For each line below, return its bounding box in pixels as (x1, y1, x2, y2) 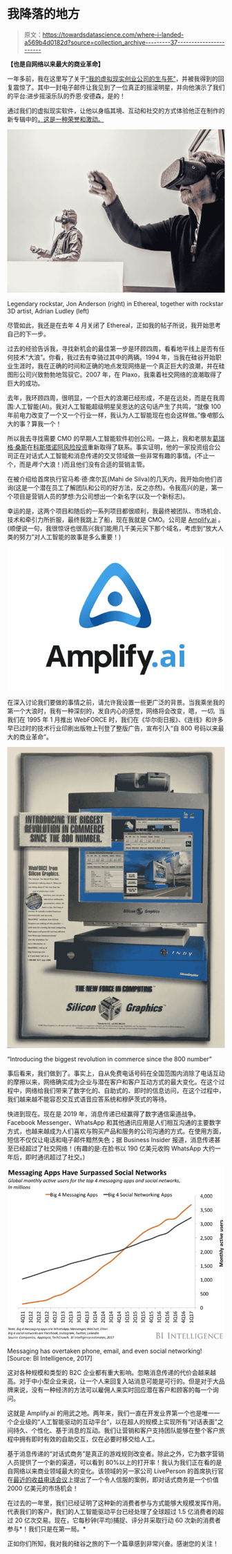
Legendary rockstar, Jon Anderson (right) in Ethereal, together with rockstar (7, 299, 224, 307)
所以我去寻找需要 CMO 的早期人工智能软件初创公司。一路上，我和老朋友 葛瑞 (7, 434, 225, 442)
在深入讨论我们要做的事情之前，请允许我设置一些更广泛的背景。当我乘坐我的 (7, 699, 225, 707)
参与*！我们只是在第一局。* (7, 1525, 86, 1533)
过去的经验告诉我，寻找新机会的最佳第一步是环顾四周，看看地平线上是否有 (7, 344, 219, 352)
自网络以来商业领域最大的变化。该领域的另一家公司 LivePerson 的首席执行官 (7, 1467, 224, 1475)
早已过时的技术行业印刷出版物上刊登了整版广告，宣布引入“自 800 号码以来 (7, 724, 219, 732)
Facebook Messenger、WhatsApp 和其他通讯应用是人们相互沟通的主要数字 (7, 1118, 222, 1126)
